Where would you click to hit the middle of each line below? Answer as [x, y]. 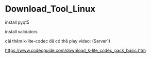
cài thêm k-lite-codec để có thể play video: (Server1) [58, 41]
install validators [21, 31]
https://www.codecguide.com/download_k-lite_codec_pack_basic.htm [75, 50]
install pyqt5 [17, 22]
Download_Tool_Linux [50, 9]
